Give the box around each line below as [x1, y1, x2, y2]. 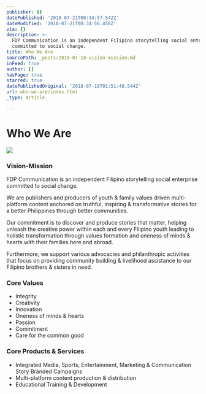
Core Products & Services [6, 347, 85, 356]
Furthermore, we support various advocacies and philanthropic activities [6, 250, 190, 258]
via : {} [6, 26, 26, 33]
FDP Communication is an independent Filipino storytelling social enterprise [6, 176, 198, 183]
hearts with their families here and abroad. [6, 238, 113, 245]
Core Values [6, 279, 44, 287]
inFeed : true [6, 60, 40, 66]
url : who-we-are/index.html [6, 89, 78, 95]
